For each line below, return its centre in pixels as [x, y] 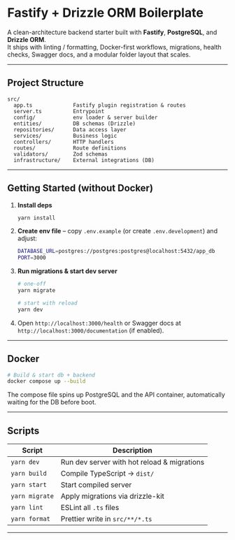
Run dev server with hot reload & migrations [133, 462]
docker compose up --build [47, 381]
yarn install [36, 218]
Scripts [23, 431]
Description [133, 451]
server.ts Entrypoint [59, 111]
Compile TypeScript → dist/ [107, 474]
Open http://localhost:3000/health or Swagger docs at [99, 323]
